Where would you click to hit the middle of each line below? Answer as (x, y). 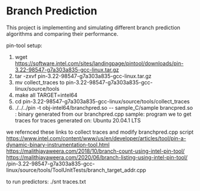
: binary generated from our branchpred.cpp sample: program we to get (103, 114)
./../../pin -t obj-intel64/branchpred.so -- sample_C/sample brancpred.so (104, 107)
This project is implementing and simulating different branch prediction (93, 27)
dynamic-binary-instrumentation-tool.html (58, 144)
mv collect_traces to (39, 82)
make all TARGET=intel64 (46, 95)
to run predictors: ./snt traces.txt (46, 181)
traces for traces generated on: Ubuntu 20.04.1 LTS (78, 120)
